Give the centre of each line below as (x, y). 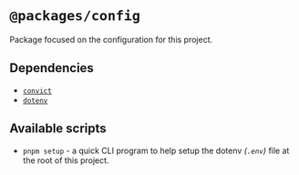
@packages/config (75, 16)
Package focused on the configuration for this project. (111, 39)
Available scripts (58, 129)
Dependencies (52, 68)
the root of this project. (66, 160)
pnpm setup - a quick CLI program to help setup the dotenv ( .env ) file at (156, 150)
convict (37, 91)
